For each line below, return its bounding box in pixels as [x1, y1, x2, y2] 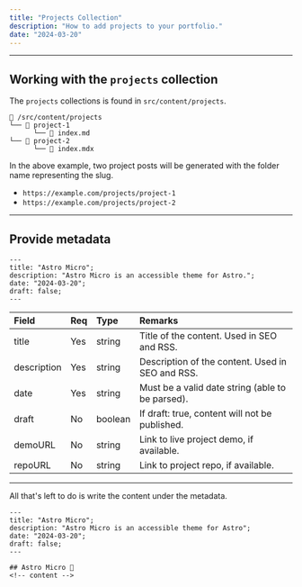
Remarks [138, 314, 179, 327]
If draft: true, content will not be [138, 407, 272, 420]
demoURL [13, 438, 56, 451]
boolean [95, 413, 131, 425]
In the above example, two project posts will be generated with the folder [9, 160, 280, 171]
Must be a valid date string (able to [138, 382, 286, 393]
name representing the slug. [9, 170, 114, 181]
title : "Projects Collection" [9, 13, 123, 23]
